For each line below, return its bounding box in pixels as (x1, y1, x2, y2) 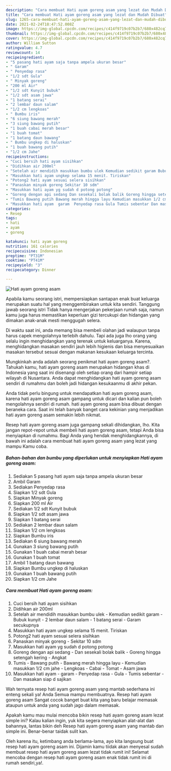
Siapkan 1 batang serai (13, 516, 60, 522)
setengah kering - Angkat (13, 654, 67, 661)
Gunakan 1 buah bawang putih (13, 570, 77, 577)
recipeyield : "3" (6, 263, 43, 268)
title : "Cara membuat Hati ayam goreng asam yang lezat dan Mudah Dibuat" (6, 12, 167, 17)
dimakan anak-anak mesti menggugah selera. (6, 317, 101, 323)
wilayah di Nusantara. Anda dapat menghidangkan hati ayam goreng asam (6, 375, 161, 381)
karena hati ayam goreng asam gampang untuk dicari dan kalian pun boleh (6, 395, 162, 402)
